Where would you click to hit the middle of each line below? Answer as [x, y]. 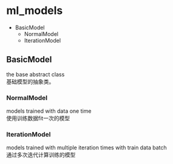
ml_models [35, 11]
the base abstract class [36, 74]
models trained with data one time [49, 111]
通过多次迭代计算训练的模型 [41, 155]
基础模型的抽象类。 [30, 81]
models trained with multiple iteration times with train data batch [86, 148]
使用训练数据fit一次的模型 [38, 118]
